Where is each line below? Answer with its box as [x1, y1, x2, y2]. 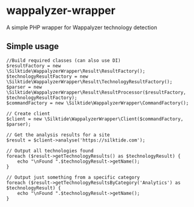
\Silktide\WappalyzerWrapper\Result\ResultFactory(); [6, 68, 146, 74]
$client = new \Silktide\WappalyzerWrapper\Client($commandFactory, [6, 116, 184, 122]
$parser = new [6, 84, 43, 90]
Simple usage [6, 41, 59, 52]
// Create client [6, 110, 50, 117]
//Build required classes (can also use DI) [6, 57, 121, 64]
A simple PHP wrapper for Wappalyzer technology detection [6, 24, 158, 31]
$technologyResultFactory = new [6, 73, 88, 80]
